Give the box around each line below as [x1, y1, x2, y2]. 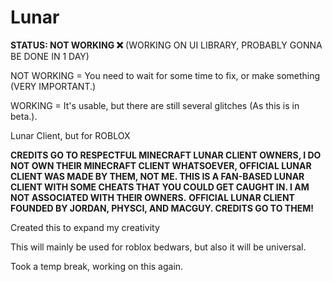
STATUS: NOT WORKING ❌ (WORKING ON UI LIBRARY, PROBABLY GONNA [10, 39, 323, 51]
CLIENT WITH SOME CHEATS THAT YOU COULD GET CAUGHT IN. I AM [10, 181, 310, 193]
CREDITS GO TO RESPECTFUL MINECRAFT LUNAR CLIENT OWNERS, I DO [10, 149, 322, 161]
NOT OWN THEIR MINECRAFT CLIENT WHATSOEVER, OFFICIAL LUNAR [10, 159, 312, 171]
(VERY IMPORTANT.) [10, 80, 97, 92]
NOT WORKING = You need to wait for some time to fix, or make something [10, 69, 321, 81]
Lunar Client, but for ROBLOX [10, 129, 131, 141]
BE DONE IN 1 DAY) [10, 50, 90, 62]
